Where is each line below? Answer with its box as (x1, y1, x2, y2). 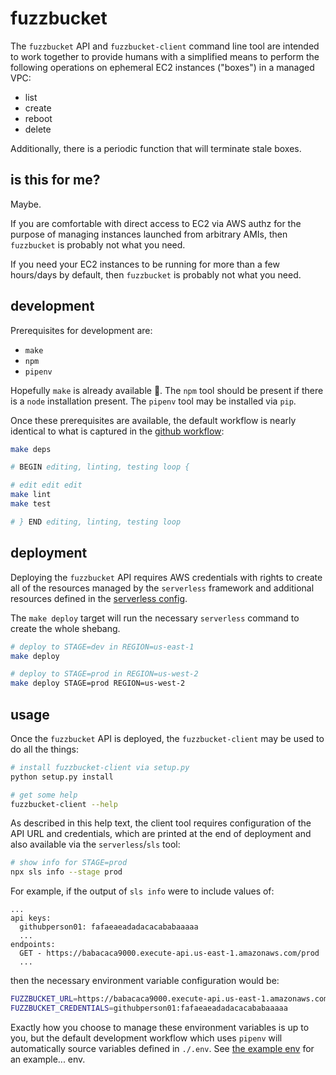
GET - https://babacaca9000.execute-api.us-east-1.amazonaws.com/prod (19, 948, 320, 959)
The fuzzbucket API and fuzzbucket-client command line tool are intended (10, 40, 320, 52)
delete (24, 123, 52, 135)
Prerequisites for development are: (10, 324, 153, 336)
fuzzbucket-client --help (10, 799, 118, 809)
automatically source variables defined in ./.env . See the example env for (10, 1042, 315, 1054)
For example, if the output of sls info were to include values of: (10, 885, 275, 897)
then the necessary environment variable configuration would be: (10, 975, 280, 987)
